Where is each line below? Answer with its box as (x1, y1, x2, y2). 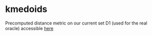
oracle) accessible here (5, 25, 53, 31)
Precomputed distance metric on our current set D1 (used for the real (5, 20, 147, 26)
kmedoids (5, 3, 47, 15)
